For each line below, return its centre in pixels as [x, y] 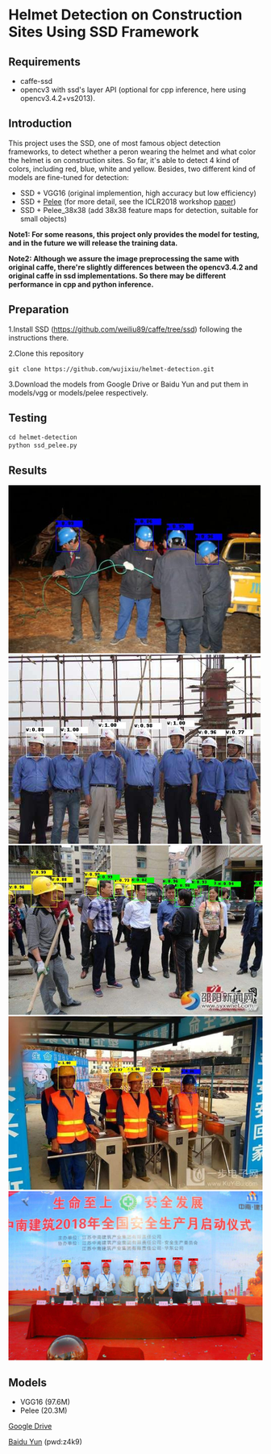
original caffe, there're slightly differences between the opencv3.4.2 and [133, 267]
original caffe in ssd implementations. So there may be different [117, 275]
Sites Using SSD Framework [104, 32]
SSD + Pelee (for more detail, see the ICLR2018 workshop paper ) [128, 201]
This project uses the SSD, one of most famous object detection [115, 143]
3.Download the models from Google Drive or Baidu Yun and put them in [128, 384]
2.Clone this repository [46, 353]
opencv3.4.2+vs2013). [57, 98]
